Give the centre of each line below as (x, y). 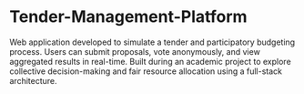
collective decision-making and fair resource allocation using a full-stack (146, 71)
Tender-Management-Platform (128, 17)
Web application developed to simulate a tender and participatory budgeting (152, 42)
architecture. (33, 80)
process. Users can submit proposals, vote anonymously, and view (135, 51)
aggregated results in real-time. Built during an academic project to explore (150, 61)
